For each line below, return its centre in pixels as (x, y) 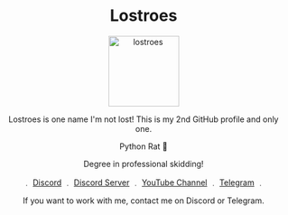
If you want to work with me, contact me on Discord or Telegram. (144, 201)
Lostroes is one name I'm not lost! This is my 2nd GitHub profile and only (144, 119)
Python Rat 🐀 (144, 146)
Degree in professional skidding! (144, 164)
